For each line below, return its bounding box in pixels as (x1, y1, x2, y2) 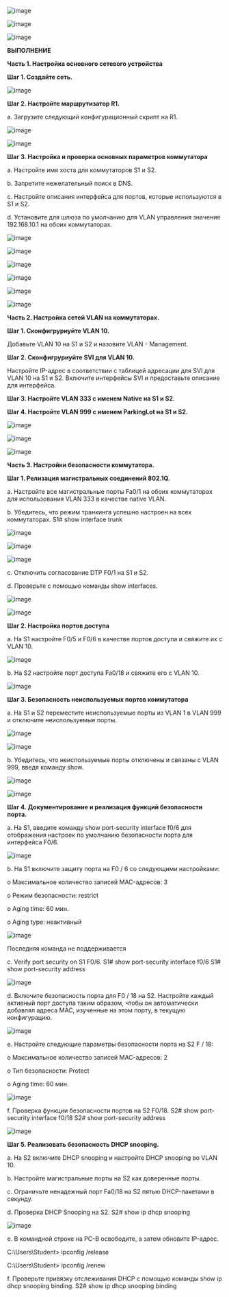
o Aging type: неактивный (7, 918, 82, 926)
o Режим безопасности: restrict (7, 892, 99, 899)
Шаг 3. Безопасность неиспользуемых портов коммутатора (7, 695, 189, 703)
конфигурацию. (7, 1014, 53, 1021)
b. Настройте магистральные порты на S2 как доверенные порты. (7, 1174, 202, 1182)
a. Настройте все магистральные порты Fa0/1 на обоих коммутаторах (7, 488, 213, 495)
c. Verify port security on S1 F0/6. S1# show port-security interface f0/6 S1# (7, 957, 221, 966)
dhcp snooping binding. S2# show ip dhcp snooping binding (7, 1282, 177, 1289)
